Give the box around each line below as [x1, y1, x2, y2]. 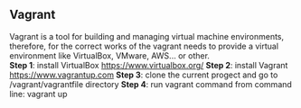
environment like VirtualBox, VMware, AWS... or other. [9, 49, 211, 61]
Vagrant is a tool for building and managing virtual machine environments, [9, 31, 285, 41]
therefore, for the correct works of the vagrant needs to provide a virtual [9, 40, 278, 51]
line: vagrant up [9, 88, 68, 99]
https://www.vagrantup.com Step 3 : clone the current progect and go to [9, 69, 278, 80]
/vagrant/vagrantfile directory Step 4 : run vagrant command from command [9, 78, 292, 89]
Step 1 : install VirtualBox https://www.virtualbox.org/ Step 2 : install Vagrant [9, 59, 288, 70]
